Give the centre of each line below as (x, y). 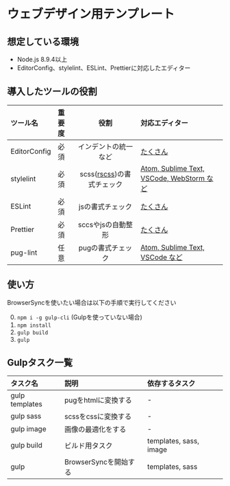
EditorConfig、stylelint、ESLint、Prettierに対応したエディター (104, 68)
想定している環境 (43, 42)
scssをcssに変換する (98, 417)
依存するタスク (171, 384)
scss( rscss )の (102, 174)
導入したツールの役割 (52, 92)
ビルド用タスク (88, 445)
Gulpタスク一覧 (40, 363)
